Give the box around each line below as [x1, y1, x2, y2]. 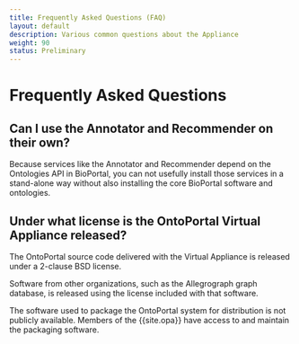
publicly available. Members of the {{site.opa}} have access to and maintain [9, 314, 290, 325]
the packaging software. [9, 324, 100, 335]
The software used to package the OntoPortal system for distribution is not [9, 304, 286, 315]
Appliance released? [9, 227, 128, 243]
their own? [9, 135, 70, 150]
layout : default [9, 22, 70, 31]
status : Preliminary [9, 47, 87, 56]
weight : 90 [9, 38, 50, 48]
